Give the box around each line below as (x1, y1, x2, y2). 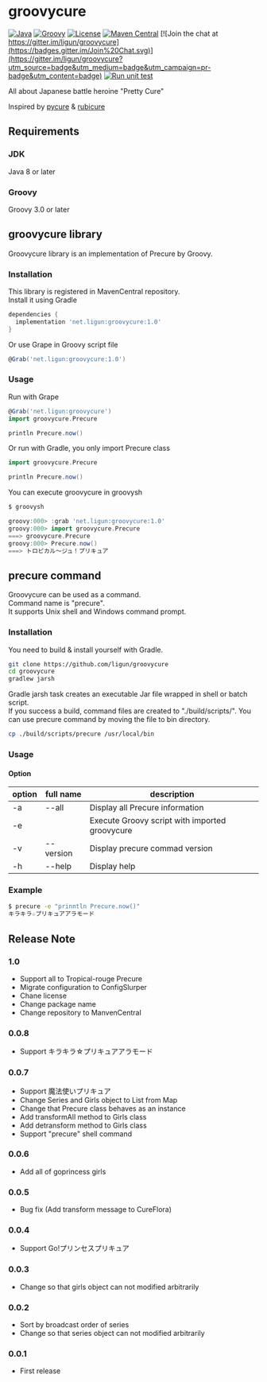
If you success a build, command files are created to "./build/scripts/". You (8, 706, 252, 716)
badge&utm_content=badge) (8, 71, 103, 80)
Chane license (19, 991, 68, 1000)
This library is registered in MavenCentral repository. (8, 287, 180, 297)
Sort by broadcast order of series (19, 1320, 130, 1330)
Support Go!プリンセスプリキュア (19, 1244, 130, 1253)
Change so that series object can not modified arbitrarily (19, 1329, 205, 1337)
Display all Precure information (89, 802, 204, 813)
